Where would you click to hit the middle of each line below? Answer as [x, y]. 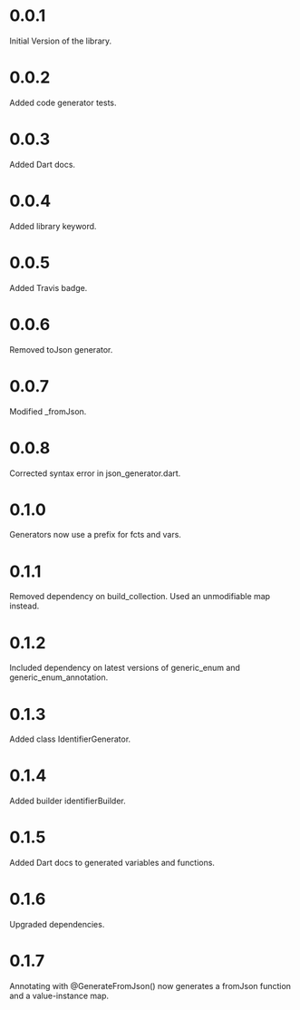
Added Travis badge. [48, 287]
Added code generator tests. [63, 102]
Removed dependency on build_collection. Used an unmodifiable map [140, 597]
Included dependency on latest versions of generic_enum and [125, 668]
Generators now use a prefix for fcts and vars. [95, 535]
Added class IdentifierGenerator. [70, 739]
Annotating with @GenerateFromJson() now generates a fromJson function [150, 986]
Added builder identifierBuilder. [68, 801]
